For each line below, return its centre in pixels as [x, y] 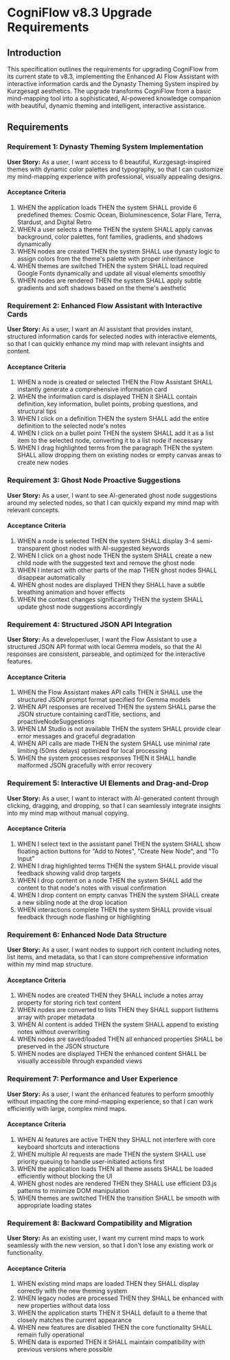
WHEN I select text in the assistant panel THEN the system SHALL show [119, 844]
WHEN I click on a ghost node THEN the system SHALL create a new [114, 556]
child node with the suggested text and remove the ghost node [106, 562]
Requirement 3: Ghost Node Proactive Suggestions [94, 481]
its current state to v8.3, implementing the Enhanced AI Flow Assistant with [113, 76]
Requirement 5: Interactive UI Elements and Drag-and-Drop [108, 783]
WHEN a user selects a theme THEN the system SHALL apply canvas [115, 229]
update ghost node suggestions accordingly [79, 606]
